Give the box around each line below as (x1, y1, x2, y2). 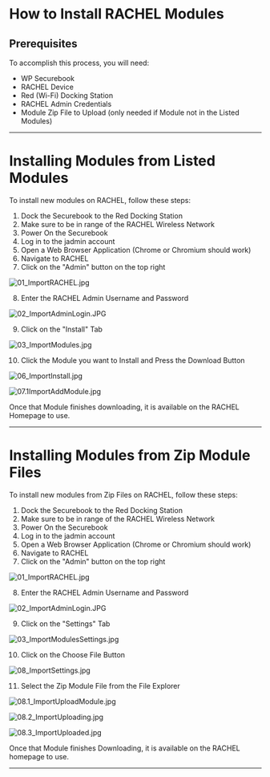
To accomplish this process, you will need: (9, 58, 150, 67)
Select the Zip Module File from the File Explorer (20, 681, 181, 690)
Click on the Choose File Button (20, 649, 126, 659)
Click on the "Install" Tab (20, 324, 103, 334)
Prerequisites (9, 37, 78, 51)
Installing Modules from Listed (9, 152, 216, 170)
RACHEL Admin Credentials (20, 100, 112, 108)
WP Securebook (20, 74, 75, 83)
